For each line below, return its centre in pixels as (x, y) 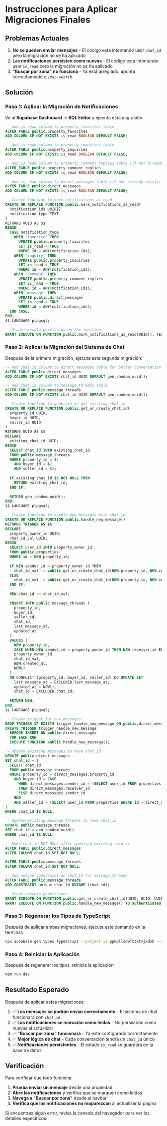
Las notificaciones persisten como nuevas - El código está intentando (85, 61)
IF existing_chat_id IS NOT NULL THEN (50, 478)
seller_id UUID (25, 422)
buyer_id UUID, (25, 418)
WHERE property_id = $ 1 (34, 460)
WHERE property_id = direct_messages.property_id (62, 775)
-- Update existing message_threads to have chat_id (61, 821)
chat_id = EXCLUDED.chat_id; (44, 691)
